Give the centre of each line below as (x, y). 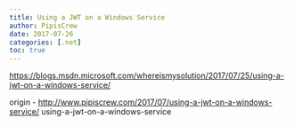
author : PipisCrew (43, 26)
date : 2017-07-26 (41, 34)
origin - (23, 102)
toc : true (28, 51)
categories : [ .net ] (45, 42)
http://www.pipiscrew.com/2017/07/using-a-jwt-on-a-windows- (155, 102)
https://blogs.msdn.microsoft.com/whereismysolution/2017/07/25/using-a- (147, 75)
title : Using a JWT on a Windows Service (87, 17)
